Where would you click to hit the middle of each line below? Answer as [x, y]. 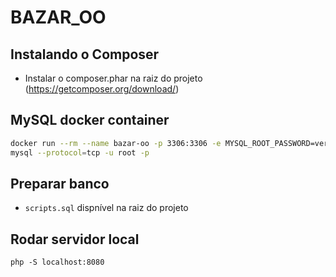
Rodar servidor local [75, 239]
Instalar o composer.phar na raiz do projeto [113, 78]
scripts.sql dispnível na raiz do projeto [106, 208]
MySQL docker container [90, 120]
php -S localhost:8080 [57, 262]
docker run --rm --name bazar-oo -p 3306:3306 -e [116, 143]
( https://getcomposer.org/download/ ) [102, 89]
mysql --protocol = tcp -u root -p [80, 152]
